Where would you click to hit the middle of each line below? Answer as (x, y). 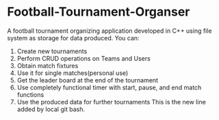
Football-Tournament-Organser (99, 12)
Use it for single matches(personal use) (73, 73)
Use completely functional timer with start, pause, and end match (109, 87)
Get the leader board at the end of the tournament (88, 80)
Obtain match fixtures (48, 65)
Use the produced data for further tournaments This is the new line (112, 102)
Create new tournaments (52, 51)
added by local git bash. (51, 109)
